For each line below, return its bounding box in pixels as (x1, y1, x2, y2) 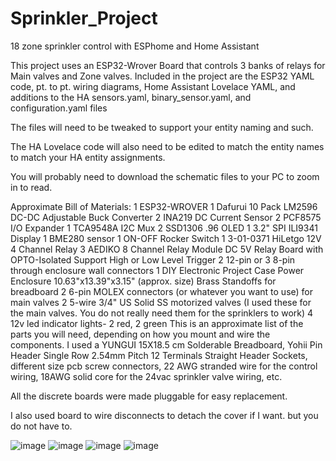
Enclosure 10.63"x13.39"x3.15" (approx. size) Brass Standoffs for (10, 275, 277, 287)
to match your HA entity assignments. (10, 151, 166, 163)
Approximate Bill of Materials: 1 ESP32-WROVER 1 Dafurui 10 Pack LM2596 (10, 200, 318, 212)
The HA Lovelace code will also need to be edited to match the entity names (10, 140, 325, 152)
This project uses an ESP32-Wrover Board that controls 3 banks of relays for (10, 59, 326, 71)
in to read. (10, 181, 53, 193)
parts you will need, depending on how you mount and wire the (10, 328, 271, 340)
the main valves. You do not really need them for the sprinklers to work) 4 (10, 307, 314, 319)
